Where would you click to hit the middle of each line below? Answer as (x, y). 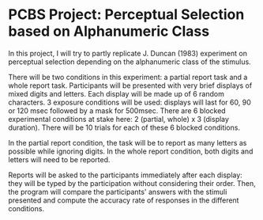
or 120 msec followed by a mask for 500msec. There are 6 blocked (117, 110)
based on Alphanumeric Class (109, 31)
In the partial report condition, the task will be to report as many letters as (128, 142)
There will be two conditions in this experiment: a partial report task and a (128, 77)
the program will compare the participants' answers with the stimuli (118, 192)
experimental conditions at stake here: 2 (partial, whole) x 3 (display (118, 119)
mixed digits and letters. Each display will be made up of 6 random (116, 93)
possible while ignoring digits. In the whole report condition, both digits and (131, 151)
